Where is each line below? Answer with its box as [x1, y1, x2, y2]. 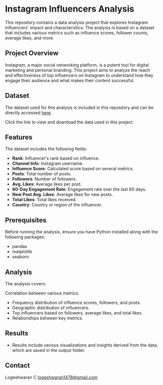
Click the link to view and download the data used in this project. [5, 119, 134, 125]
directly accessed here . [5, 109, 52, 115]
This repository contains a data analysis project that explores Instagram [5, 19, 148, 25]
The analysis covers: [5, 281, 47, 286]
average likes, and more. [5, 35, 54, 41]
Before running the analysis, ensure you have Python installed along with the [5, 229, 158, 235]
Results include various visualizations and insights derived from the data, [12, 342, 158, 348]
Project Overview [5, 49, 59, 57]
